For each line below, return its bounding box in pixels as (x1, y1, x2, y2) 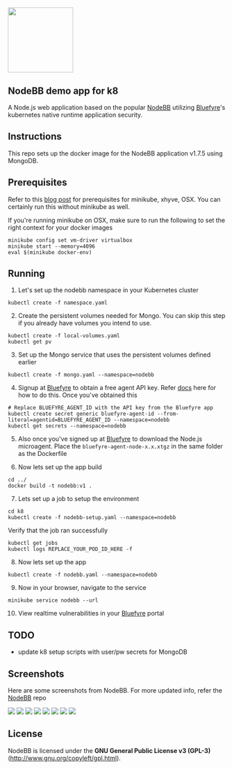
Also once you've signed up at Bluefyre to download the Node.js (17, 434, 203, 443)
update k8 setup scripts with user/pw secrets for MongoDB (17, 648, 188, 656)
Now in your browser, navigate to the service (17, 584, 147, 592)
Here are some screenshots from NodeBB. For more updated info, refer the (8, 686, 223, 695)
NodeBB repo (8, 694, 47, 702)
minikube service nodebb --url (8, 597, 99, 604)
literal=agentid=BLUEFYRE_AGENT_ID (8, 416, 111, 423)
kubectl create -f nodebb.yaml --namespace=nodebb (8, 571, 158, 579)
